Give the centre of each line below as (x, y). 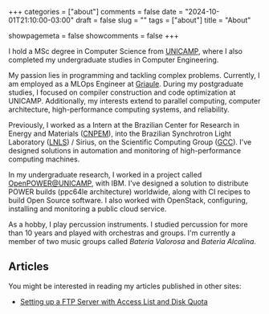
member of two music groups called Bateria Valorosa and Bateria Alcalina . (132, 241)
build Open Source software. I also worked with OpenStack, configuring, (128, 200)
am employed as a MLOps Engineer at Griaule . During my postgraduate (126, 84)
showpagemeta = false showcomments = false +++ (94, 36)
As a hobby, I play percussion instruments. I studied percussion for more (128, 224)
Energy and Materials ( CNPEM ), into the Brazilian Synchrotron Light (120, 133)
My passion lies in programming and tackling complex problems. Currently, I (134, 75)
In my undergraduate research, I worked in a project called (105, 175)
